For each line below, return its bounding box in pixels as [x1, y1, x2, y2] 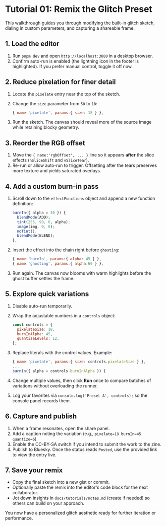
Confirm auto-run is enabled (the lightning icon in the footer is [12, 58, 139, 64]
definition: [12, 201, 33, 207]
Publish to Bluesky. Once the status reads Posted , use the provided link [12, 446, 157, 452]
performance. [5, 515, 33, 521]
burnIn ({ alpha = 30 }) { [12, 210, 66, 216]
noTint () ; [17, 228, 37, 234]
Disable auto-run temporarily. [12, 303, 73, 309]
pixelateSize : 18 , [17, 327, 55, 332]
